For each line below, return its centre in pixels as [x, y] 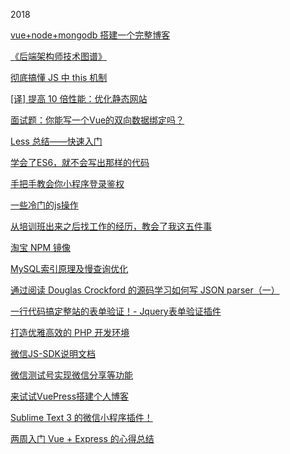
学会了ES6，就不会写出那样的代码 [80, 162]
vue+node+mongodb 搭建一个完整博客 [90, 35]
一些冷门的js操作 [44, 205]
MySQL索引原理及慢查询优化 [69, 268]
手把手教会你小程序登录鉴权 [67, 183]
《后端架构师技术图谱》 [58, 56]
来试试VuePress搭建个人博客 [70, 396]
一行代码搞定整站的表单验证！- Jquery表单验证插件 [116, 311]
